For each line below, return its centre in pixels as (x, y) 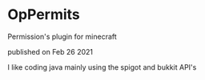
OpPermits (44, 15)
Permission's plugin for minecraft (62, 36)
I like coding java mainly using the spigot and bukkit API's (102, 67)
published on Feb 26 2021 (50, 51)
